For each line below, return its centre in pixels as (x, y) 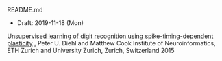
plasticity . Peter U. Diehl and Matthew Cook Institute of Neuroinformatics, (111, 43)
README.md (25, 10)
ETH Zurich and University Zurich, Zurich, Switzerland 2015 (91, 50)
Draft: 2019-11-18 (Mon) (50, 23)
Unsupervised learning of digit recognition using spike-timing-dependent (110, 36)
